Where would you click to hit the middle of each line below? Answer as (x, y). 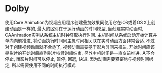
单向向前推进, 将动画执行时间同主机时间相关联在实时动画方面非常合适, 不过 (80, 41)
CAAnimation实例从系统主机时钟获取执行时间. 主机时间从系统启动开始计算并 (81, 35)
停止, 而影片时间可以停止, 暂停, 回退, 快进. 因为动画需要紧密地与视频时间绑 (79, 59)
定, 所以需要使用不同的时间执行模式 (40, 65)
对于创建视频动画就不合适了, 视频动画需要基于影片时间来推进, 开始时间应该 (80, 47)
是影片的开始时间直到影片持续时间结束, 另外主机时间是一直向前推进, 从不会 (80, 53)
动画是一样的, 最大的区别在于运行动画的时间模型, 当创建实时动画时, (76, 28)
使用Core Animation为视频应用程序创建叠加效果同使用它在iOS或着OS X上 (78, 22)
